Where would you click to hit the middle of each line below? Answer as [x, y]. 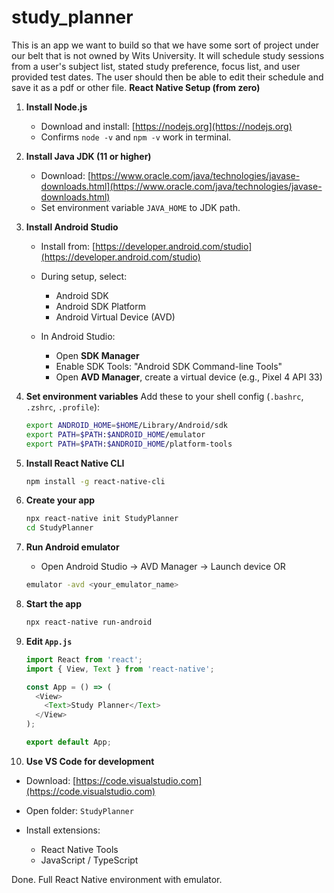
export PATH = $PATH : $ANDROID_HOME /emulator [115, 434]
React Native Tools [79, 849]
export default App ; [68, 742]
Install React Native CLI [75, 463]
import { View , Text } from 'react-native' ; [120, 669]
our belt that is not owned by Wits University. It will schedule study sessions [168, 55]
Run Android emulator [72, 547]
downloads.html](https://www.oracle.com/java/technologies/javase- [181, 186]
